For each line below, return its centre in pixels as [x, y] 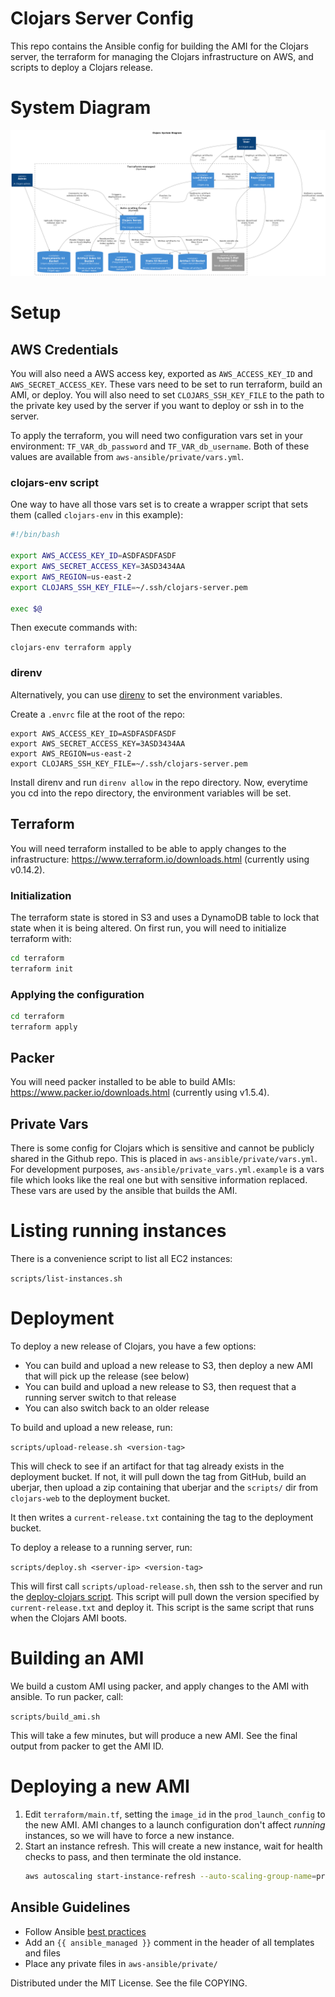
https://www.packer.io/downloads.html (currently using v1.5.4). [140, 1093]
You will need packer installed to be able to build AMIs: [123, 1082]
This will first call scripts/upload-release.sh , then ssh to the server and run [166, 1586]
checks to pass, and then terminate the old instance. [133, 1857]
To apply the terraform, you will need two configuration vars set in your [157, 436]
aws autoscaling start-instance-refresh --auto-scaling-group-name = [170, 1877]
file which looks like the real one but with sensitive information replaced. [159, 1180]
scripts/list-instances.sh [66, 1279]
